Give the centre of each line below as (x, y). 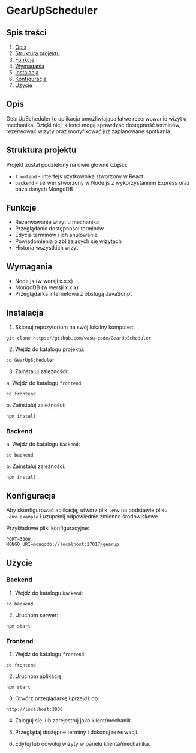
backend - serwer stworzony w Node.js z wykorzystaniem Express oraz (102, 182)
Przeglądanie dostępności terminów (59, 229)
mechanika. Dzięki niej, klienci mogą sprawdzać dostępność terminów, (94, 125)
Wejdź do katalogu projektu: (50, 349)
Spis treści (26, 33)
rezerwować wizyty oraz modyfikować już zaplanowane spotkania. (89, 131)
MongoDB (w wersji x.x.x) (47, 287)
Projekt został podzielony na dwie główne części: (67, 164)
